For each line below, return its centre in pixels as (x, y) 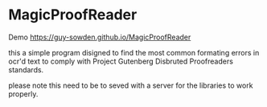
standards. (26, 69)
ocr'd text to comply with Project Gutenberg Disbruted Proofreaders (121, 61)
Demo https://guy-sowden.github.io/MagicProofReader (100, 37)
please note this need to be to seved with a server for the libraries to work (131, 85)
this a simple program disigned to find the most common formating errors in (134, 52)
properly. (23, 93)
